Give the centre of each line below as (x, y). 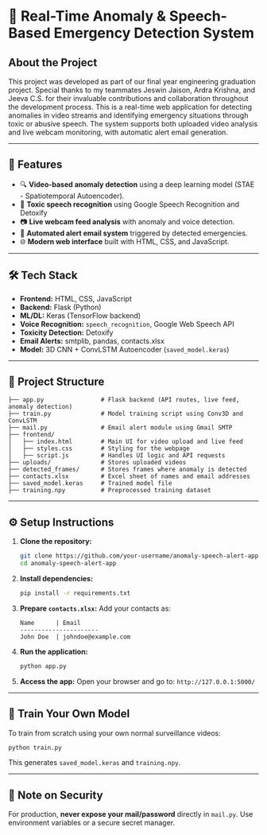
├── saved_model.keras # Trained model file (90, 484)
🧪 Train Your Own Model (69, 714)
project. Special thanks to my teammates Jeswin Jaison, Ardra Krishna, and (132, 90)
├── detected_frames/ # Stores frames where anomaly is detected (128, 470)
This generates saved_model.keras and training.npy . (95, 763)
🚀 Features (35, 165)
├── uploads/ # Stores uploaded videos (97, 463)
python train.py (35, 748)
